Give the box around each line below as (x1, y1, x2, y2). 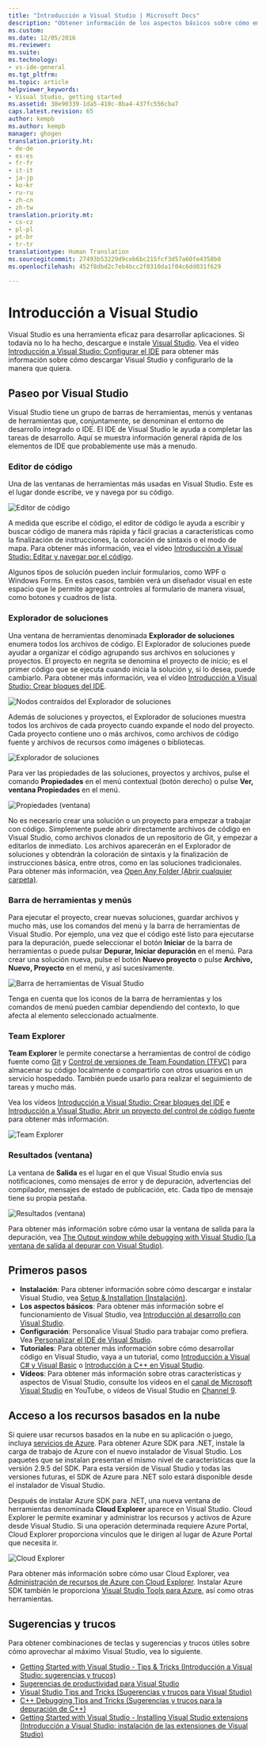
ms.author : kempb (8, 122, 66, 130)
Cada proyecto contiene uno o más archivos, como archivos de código (8, 729, 239, 738)
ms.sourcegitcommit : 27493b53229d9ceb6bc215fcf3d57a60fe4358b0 (8, 255, 222, 263)
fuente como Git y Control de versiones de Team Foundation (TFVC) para (8, 1057, 247, 1067)
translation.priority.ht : (8, 137, 93, 145)
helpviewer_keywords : (8, 85, 80, 94)
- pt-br (8, 233, 34, 241)
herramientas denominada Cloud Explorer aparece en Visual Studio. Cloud (8, 1505, 253, 1514)
